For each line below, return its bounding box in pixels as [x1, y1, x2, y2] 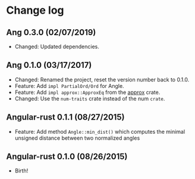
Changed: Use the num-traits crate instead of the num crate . [14, 95, 165, 102]
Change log [6, 4, 64, 17]
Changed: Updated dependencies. [14, 43, 99, 50]
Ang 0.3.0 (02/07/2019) [6, 27, 96, 37]
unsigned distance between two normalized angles [14, 134, 140, 142]
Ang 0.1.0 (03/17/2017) [6, 60, 92, 70]
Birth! [14, 167, 29, 174]
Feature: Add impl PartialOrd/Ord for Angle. [14, 82, 124, 89]
